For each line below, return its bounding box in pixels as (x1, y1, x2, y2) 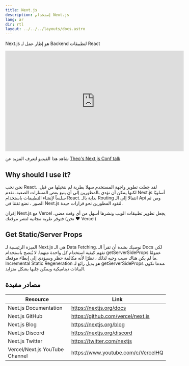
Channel (8, 352, 28, 359)
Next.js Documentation (8, 304, 63, 311)
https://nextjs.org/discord (71, 329, 132, 336)
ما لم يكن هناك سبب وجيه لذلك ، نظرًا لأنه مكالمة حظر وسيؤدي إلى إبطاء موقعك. (5, 255, 158, 261)
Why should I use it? (5, 170, 71, 179)
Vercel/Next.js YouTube (8, 346, 64, 353)
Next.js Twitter (8, 337, 43, 345)
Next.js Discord (8, 329, 45, 336)
